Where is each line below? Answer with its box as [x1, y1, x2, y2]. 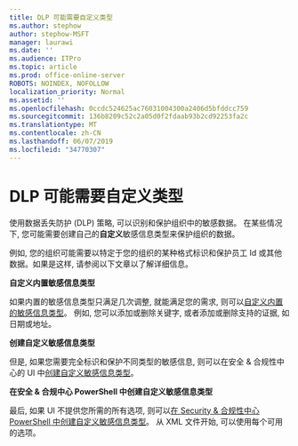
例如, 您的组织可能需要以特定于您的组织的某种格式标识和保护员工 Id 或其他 [9, 247, 283, 258]
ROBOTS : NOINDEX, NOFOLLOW [9, 79, 109, 88]
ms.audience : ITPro [9, 54, 82, 63]
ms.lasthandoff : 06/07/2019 [9, 137, 114, 146]
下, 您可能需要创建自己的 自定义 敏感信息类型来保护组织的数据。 [9, 228, 240, 239]
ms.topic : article [9, 63, 77, 72]
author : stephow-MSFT [9, 29, 90, 38]
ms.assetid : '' [9, 95, 66, 105]
